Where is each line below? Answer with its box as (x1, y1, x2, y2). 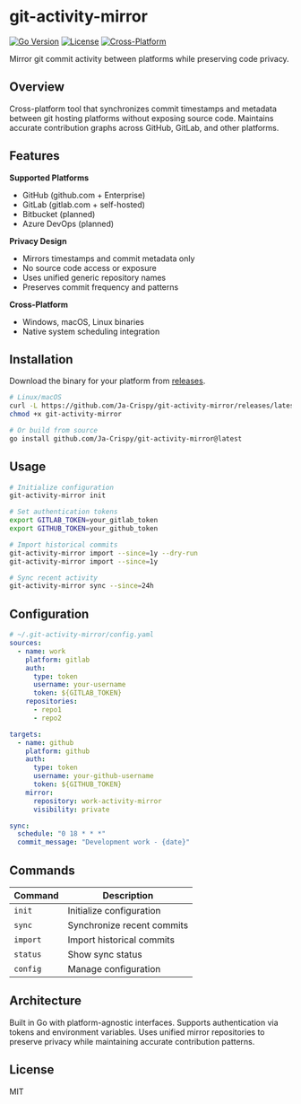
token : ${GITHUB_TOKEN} (32, 780, 123, 789)
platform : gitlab (25, 655, 90, 664)
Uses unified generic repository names (21, 272, 167, 283)
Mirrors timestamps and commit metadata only (21, 253, 195, 264)
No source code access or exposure (21, 262, 157, 273)
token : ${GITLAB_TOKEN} (32, 688, 123, 697)
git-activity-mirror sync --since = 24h (9, 582, 154, 591)
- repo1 (32, 705, 63, 714)
